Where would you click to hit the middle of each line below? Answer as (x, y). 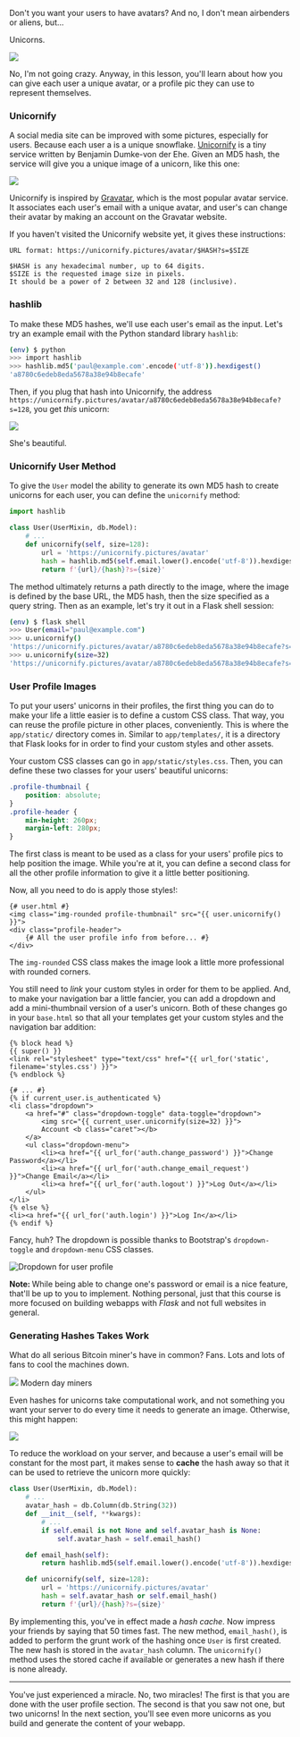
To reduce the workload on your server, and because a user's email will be (146, 1454)
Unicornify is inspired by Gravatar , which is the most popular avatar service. (149, 198)
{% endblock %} (37, 1075)
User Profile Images (53, 686)
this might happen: (44, 1420)
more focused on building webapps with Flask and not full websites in (137, 1303)
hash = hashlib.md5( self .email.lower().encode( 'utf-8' (146, 561)
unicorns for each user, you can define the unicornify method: (125, 495)
